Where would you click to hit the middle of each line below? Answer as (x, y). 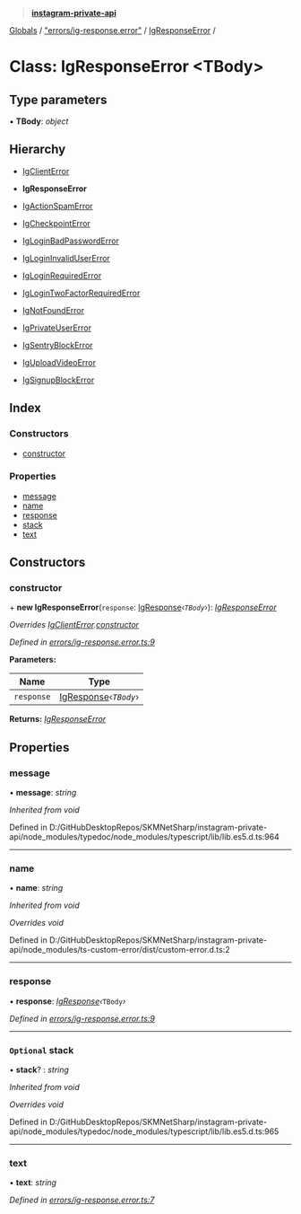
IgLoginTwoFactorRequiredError (81, 293)
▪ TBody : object (39, 121)
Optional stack (42, 1050)
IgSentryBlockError (57, 345)
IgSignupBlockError (58, 380)
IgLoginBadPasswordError (70, 241)
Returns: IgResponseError (58, 719)
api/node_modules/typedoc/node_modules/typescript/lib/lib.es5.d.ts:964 (144, 837)
